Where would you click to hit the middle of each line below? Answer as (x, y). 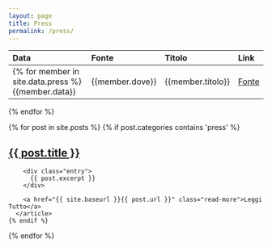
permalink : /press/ (41, 31)
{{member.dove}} (124, 82)
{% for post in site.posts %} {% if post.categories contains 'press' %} (124, 128)
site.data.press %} (47, 82)
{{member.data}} (44, 92)
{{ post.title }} (45, 153)
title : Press (30, 23)
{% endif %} (28, 221)
